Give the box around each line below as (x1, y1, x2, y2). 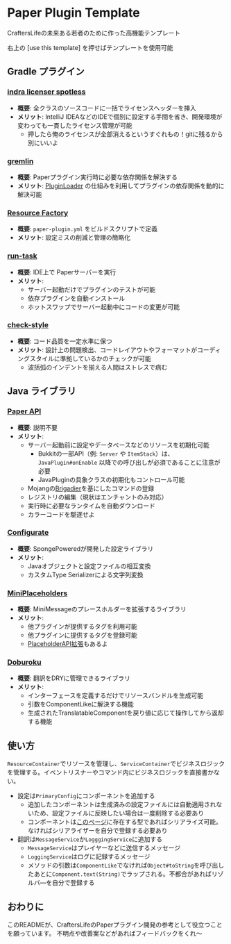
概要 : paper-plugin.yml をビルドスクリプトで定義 (17, 224, 158, 233)
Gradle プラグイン (7, 66, 85, 78)
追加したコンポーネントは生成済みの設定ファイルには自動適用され (27, 800, 216, 809)
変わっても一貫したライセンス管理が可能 (17, 121, 133, 129)
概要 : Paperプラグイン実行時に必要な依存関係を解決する (17, 172, 178, 181)
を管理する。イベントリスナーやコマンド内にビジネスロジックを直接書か (7, 768, 214, 777)
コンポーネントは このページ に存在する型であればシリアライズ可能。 (27, 818, 222, 826)
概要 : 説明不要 (17, 423, 58, 431)
